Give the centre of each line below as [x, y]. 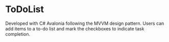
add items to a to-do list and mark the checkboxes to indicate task [75, 28]
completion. [18, 34]
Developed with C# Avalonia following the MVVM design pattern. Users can [85, 23]
